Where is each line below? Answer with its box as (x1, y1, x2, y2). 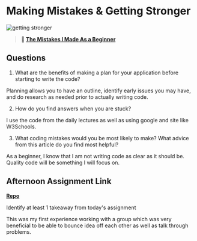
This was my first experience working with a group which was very (6, 215, 172, 222)
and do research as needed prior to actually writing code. (6, 93, 148, 100)
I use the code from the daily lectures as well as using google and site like (6, 116, 189, 123)
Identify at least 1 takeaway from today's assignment (6, 204, 136, 211)
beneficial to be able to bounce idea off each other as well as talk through (6, 222, 189, 229)
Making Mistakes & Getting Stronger (6, 4, 191, 18)
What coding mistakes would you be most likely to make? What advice (14, 134, 189, 141)
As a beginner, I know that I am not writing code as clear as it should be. (6, 152, 185, 159)
